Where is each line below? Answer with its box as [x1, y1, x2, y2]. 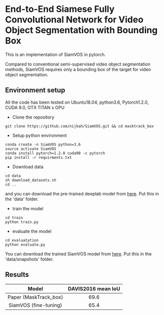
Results [5, 270, 29, 279]
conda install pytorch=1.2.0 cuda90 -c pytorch [5, 150, 106, 156]
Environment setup [5, 86, 65, 95]
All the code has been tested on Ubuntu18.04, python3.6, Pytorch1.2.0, [5, 99, 149, 105]
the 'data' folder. [5, 196, 39, 202]
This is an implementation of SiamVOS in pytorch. [5, 51, 106, 58]
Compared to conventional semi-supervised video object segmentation [5, 61, 151, 67]
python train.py [5, 219, 39, 224]
